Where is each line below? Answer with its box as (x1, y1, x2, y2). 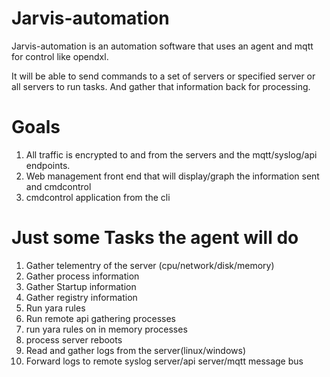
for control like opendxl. (11, 50, 109, 62)
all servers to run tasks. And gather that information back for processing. (11, 80, 311, 92)
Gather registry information (25, 291, 138, 303)
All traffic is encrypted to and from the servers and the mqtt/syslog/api (25, 148, 318, 161)
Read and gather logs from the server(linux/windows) (25, 344, 247, 356)
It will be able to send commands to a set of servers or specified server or (11, 70, 316, 82)
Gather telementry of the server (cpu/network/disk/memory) (25, 259, 275, 271)
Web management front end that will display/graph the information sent (25, 170, 320, 182)
